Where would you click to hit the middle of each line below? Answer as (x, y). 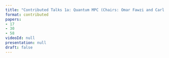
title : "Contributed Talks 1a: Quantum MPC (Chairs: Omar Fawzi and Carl (85, 10)
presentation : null (26, 43)
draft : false (19, 47)
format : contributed (27, 15)
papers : (13, 19)
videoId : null (20, 38)
